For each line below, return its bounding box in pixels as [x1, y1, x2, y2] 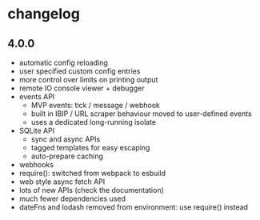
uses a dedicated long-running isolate [30, 118, 157, 126]
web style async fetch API [18, 177, 106, 186]
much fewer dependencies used [18, 194, 126, 203]
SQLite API [18, 126, 55, 135]
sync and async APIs [30, 134, 101, 144]
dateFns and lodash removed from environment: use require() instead [18, 202, 249, 212]
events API [18, 92, 55, 101]
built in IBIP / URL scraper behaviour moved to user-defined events [30, 109, 253, 118]
